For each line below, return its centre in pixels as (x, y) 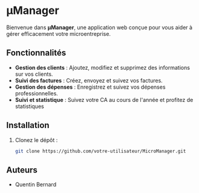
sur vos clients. (34, 74)
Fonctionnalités (36, 53)
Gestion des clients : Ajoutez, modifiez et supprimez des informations (103, 67)
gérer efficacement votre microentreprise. (58, 33)
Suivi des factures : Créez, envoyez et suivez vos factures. (89, 80)
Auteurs (22, 170)
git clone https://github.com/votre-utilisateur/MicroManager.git (100, 151)
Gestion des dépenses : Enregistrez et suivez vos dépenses (90, 87)
